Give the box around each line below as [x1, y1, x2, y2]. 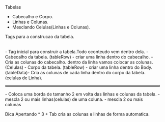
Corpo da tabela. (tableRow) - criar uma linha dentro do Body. [27, 64, 153, 70]
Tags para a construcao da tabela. [5, 34, 75, 39]
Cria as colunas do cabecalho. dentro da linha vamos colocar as [5, 59, 135, 65]
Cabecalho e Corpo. [12, 14, 53, 19]
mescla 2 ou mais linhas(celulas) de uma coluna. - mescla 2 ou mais [5, 96, 143, 102]
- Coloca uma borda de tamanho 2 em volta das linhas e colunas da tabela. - [5, 91, 160, 97]
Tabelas [5, 4, 21, 10]
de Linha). [22, 75, 43, 81]
